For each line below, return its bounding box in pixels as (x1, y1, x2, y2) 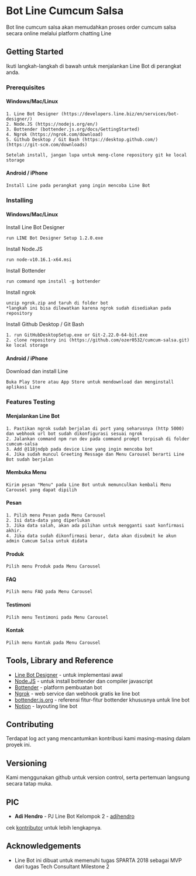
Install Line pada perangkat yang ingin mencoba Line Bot (6, 183, 150, 189)
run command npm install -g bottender (6, 278, 101, 284)
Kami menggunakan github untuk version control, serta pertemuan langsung (6, 774, 190, 781)
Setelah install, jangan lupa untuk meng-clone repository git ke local (6, 152, 187, 158)
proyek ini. (6, 741, 32, 749)
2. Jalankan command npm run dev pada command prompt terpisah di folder (6, 436, 190, 442)
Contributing (6, 719, 54, 729)
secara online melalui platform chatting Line (6, 29, 112, 36)
